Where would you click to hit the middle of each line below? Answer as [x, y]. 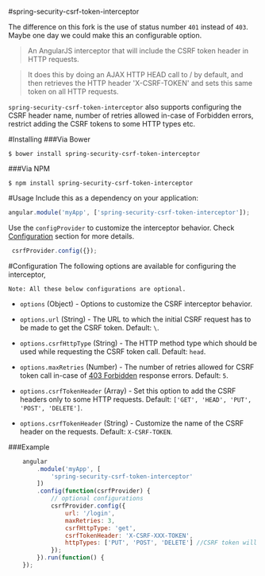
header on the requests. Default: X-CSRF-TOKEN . [96, 431]
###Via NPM [29, 169]
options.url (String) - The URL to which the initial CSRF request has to [135, 319]
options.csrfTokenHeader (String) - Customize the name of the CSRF [132, 423]
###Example [29, 447]
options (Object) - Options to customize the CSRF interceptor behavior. [136, 304]
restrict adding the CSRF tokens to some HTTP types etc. [102, 124]
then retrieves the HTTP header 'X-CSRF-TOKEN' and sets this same [140, 83]
